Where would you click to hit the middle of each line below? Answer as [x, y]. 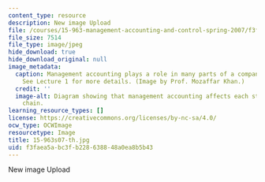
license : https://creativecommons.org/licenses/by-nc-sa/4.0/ [112, 118]
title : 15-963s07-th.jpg [49, 140]
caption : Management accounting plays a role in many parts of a [125, 74]
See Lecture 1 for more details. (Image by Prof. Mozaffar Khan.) [134, 81]
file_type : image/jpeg [45, 45]
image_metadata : [35, 67]
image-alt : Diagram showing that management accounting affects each [132, 96]
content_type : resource [47, 15]
